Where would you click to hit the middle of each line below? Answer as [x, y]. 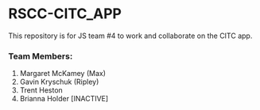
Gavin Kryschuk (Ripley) [59, 82]
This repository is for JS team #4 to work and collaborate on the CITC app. [130, 36]
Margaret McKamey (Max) [62, 74]
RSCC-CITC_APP [65, 14]
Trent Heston [41, 90]
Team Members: [41, 56]
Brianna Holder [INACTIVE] [64, 99]
